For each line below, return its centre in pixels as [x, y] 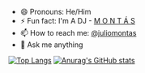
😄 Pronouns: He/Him [55, 12]
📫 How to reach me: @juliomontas [78, 33]
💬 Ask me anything [51, 45]
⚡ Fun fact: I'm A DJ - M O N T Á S [77, 21]
